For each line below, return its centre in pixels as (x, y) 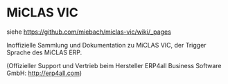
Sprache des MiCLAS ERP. (44, 52)
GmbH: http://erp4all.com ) (44, 73)
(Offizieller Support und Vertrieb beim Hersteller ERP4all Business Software (114, 65)
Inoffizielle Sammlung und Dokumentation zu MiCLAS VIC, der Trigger (106, 45)
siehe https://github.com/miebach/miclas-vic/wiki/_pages (89, 32)
